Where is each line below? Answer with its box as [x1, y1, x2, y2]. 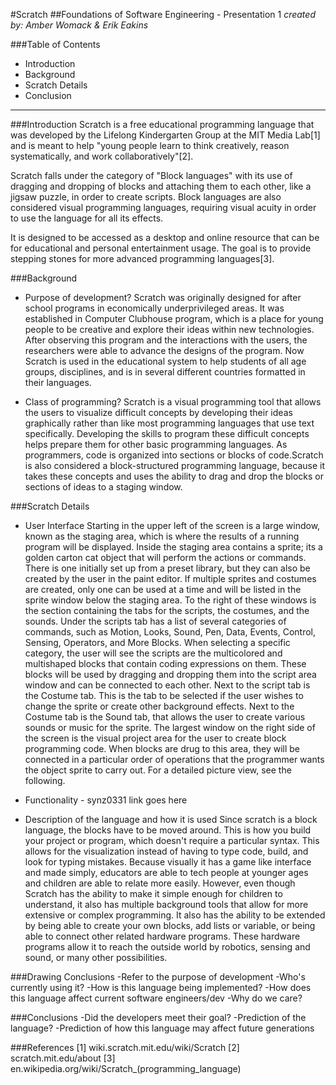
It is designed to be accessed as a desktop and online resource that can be [10, 232, 320, 243]
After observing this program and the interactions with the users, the [24, 334, 308, 346]
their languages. [24, 377, 92, 388]
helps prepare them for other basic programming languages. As [24, 439, 288, 450]
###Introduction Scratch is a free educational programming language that [10, 119, 315, 130]
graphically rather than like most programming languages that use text [24, 417, 315, 429]
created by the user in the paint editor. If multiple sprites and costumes [24, 573, 317, 584]
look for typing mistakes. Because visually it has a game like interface [24, 856, 312, 868]
